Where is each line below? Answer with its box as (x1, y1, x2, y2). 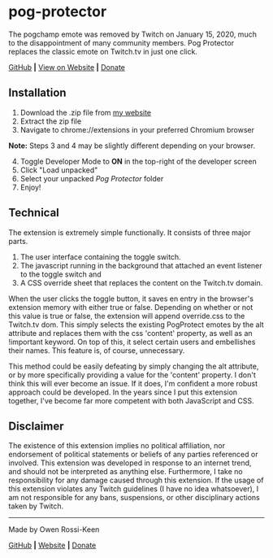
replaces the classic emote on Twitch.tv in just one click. (8, 46, 197, 56)
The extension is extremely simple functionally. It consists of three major (8, 227, 251, 238)
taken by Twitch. (8, 501, 64, 511)
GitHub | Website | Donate (8, 540, 97, 551)
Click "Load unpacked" (19, 165, 98, 175)
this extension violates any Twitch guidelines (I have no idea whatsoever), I (8, 484, 259, 494)
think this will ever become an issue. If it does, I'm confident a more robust (8, 378, 258, 388)
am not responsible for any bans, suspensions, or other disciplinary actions (8, 493, 260, 503)
